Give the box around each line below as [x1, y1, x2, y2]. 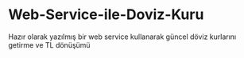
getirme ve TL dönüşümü [8, 40, 91, 49]
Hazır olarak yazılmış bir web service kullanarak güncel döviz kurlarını [8, 32, 237, 41]
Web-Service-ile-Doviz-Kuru [8, 6, 204, 24]
